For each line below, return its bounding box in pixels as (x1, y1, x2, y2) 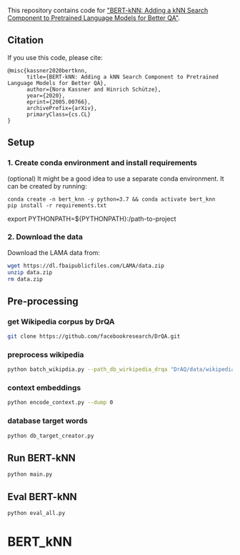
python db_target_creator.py (7, 432, 94, 439)
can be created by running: (7, 181, 87, 190)
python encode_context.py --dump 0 (7, 399, 114, 406)
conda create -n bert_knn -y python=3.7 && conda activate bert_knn (7, 196, 216, 203)
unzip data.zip (7, 269, 53, 276)
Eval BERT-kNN (7, 491, 77, 503)
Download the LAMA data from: (7, 248, 100, 256)
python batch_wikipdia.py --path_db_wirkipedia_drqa (7, 366, 168, 374)
